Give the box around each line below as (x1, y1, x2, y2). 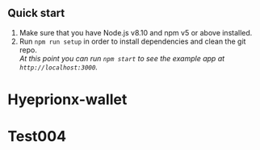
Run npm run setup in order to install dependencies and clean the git (19, 36, 246, 46)
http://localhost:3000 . (19, 62, 99, 72)
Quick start (7, 6, 65, 20)
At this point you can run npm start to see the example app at (19, 53, 225, 63)
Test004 (7, 127, 66, 146)
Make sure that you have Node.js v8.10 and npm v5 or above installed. (19, 27, 253, 37)
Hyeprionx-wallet (7, 90, 128, 108)
